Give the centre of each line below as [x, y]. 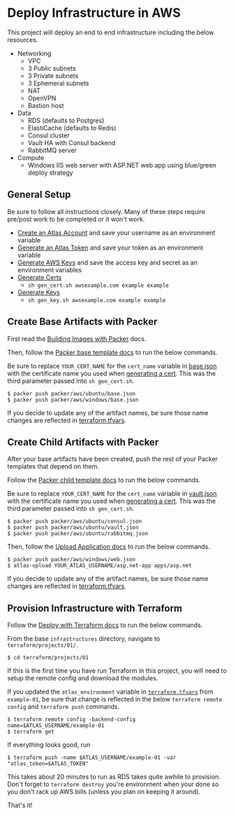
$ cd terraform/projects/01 [48, 658]
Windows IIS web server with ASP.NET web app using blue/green [122, 165]
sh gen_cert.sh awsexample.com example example [98, 285]
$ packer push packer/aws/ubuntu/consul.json [74, 521]
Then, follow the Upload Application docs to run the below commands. [109, 547]
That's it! [20, 805]
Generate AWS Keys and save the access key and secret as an [107, 262]
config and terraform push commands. [64, 707]
